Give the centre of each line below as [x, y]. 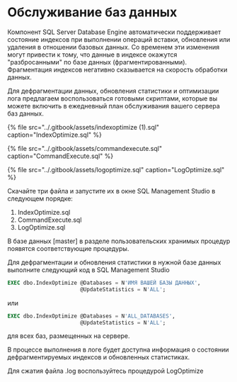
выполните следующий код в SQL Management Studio [88, 269]
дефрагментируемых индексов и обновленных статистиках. [99, 357]
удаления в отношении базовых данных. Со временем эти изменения [114, 47]
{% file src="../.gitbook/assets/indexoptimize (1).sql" [83, 127]
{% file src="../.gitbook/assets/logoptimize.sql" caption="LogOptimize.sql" [116, 169]
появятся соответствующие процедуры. [68, 248]
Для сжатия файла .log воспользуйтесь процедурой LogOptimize [105, 371]
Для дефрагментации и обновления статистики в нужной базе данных [114, 262]
